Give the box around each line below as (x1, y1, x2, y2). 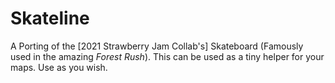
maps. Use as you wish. (10, 61, 108, 73)
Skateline (10, 7, 90, 30)
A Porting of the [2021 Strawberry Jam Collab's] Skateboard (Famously (10, 40, 304, 52)
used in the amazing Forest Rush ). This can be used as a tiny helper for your (10, 50, 325, 62)
